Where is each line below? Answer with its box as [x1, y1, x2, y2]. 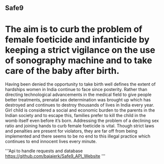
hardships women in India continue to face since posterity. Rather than [5, 87, 148, 93]
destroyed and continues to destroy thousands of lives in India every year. [5, 102, 154, 108]
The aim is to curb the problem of [5, 23, 143, 35]
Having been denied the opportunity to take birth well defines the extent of [5, 81, 156, 87]
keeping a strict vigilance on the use [5, 44, 156, 55]
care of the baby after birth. [5, 65, 120, 76]
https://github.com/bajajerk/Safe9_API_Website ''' [5, 153, 106, 159]
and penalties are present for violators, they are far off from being [5, 128, 138, 134]
